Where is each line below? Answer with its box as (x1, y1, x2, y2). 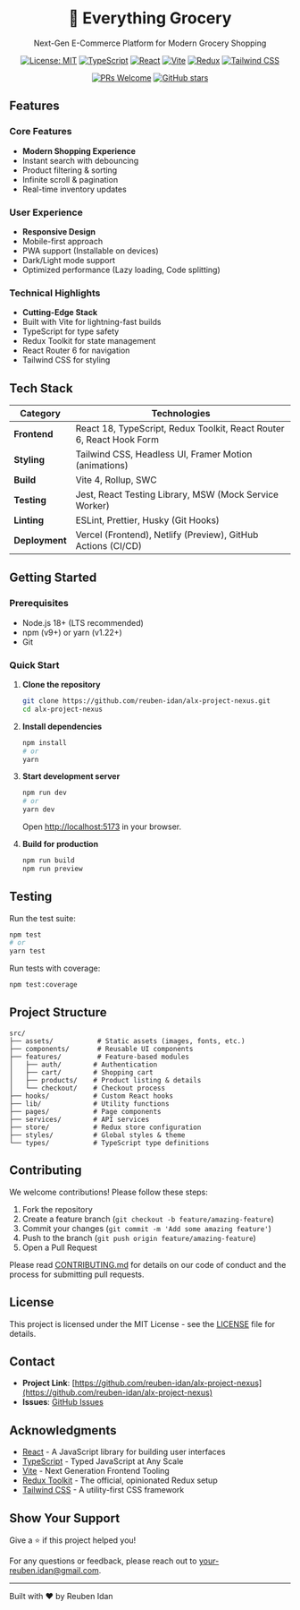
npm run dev (21, 788, 67, 798)
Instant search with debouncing (21, 155, 139, 166)
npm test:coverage (9, 981, 78, 989)
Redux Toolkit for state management (21, 336, 156, 347)
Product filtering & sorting (21, 165, 118, 176)
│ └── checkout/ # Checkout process (9, 1083, 166, 1092)
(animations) (75, 459, 129, 472)
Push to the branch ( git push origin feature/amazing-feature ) (21, 1232, 256, 1243)
